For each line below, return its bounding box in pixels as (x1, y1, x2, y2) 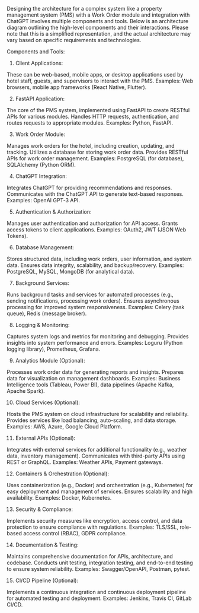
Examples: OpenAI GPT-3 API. (7, 197, 81, 204)
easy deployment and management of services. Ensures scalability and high (7, 488, 193, 495)
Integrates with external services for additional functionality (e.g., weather (7, 446, 187, 453)
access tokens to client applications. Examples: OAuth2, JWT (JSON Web (7, 226, 187, 233)
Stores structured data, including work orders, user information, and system (7, 255, 192, 262)
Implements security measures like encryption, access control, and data (7, 517, 183, 524)
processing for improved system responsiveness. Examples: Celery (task (7, 304, 185, 310)
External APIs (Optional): (15, 434, 76, 442)
